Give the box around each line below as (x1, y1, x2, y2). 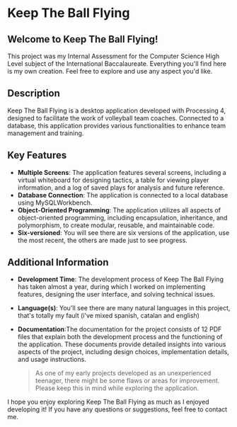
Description (7, 87, 60, 100)
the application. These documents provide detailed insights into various (17, 340, 226, 348)
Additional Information (7, 256, 109, 268)
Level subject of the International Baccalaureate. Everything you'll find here (7, 59, 227, 68)
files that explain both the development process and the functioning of (17, 333, 223, 341)
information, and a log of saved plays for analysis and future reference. (17, 183, 225, 192)
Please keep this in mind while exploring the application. (35, 384, 200, 392)
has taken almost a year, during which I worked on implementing (17, 283, 206, 291)
